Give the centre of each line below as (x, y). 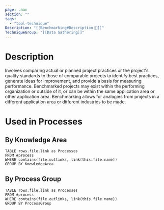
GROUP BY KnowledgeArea (29, 164)
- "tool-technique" (29, 23)
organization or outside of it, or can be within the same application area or (80, 91)
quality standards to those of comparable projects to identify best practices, (82, 75)
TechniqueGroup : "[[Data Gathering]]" (45, 32)
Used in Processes (44, 122)
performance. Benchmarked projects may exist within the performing (75, 86)
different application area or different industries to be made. (66, 102)
